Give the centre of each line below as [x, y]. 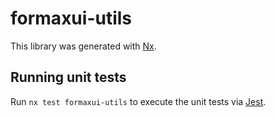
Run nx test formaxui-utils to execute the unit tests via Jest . [138, 101]
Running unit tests [68, 77]
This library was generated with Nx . [83, 46]
